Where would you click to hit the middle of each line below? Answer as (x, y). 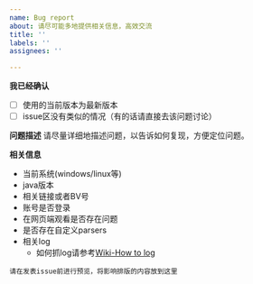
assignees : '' (36, 51)
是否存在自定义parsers (64, 230)
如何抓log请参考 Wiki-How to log (95, 252)
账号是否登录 (46, 207)
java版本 (38, 185)
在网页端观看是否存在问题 (70, 219)
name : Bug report (42, 18)
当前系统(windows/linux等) (72, 174)
